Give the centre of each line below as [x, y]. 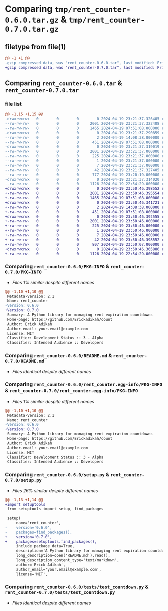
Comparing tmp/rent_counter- [68, 9]
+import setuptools [25, 504]
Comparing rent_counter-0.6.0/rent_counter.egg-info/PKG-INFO [84, 384]
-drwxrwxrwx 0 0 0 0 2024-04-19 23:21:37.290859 [82, 133]
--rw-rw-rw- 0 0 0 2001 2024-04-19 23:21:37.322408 [82, 124]
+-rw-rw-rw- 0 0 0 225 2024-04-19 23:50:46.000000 [82, 226]
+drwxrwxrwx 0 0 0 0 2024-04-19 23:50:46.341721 [82, 203]
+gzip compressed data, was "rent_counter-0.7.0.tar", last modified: [80, 68]
